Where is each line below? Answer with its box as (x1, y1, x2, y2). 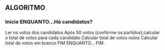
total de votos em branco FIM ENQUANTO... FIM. (5, 40, 105, 46)
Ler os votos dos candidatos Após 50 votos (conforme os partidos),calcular (5, 30, 160, 36)
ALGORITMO (5, 3, 46, 12)
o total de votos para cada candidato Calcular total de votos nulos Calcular (5, 35, 158, 41)
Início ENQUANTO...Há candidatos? (5, 18, 93, 25)
